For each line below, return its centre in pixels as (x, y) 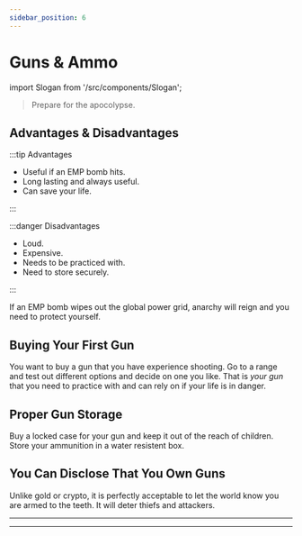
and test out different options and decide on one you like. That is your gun (147, 377)
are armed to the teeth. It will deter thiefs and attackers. (112, 504)
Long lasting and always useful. (81, 182)
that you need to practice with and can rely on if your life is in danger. (138, 386)
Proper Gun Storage (66, 414)
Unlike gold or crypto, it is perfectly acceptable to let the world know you (144, 495)
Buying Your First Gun (72, 345)
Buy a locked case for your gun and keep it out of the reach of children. (142, 436)
